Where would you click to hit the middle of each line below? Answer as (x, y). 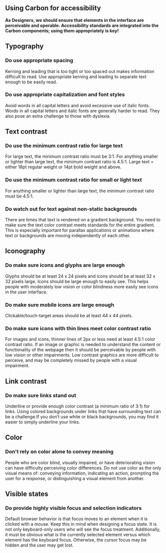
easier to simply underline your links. (43, 422)
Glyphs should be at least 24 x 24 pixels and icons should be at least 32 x (80, 276)
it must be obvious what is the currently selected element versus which (78, 535)
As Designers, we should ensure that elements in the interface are (75, 20)
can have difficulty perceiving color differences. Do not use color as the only (83, 468)
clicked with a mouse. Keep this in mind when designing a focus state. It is (81, 524)
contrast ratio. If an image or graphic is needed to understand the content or (83, 345)
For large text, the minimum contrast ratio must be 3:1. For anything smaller (82, 156)
